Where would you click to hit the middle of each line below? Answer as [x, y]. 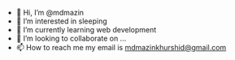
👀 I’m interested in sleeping [61, 21]
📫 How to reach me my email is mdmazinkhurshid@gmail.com [121, 47]
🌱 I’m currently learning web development [86, 30]
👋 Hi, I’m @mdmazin [50, 13]
